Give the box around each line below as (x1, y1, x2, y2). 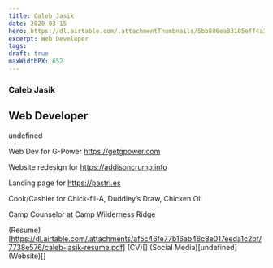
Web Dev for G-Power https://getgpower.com (8, 146, 161, 156)
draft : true (8, 50, 49, 58)
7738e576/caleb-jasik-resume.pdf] (8, 242, 126, 252)
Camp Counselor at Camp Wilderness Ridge (8, 209, 156, 219)
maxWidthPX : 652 (8, 58, 63, 66)
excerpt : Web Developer (8, 34, 89, 43)
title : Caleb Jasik (8, 11, 75, 20)
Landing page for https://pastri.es (8, 178, 121, 188)
